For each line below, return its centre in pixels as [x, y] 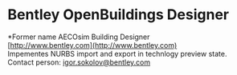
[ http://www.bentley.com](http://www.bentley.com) [92, 45]
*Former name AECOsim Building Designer [79, 37]
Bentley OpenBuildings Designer [118, 15]
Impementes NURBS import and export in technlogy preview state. [117, 53]
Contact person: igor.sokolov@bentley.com [79, 62]
